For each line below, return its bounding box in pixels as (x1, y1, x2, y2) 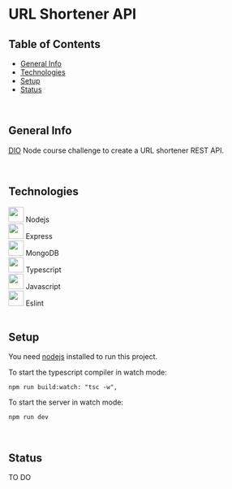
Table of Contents (8, 37, 101, 51)
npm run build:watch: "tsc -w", (8, 383, 118, 392)
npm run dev (8, 413, 49, 422)
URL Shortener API (8, 5, 136, 24)
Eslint (25, 298, 45, 308)
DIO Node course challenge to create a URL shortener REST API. (8, 145, 225, 155)
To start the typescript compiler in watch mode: (8, 367, 168, 378)
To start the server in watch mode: (8, 397, 124, 407)
